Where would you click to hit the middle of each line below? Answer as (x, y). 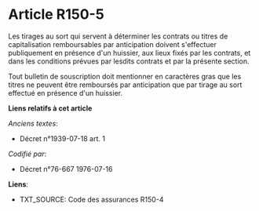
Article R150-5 (56, 15)
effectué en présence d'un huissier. (66, 93)
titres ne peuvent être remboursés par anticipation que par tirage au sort (125, 85)
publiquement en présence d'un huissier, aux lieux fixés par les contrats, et (129, 53)
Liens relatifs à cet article (50, 108)
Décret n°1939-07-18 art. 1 (62, 138)
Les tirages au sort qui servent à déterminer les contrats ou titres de (118, 36)
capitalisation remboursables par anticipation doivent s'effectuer (113, 44)
